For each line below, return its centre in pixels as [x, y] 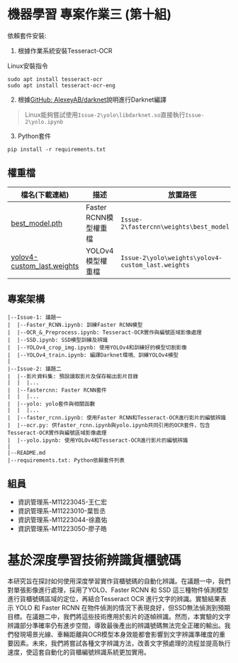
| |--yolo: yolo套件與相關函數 [51, 404]
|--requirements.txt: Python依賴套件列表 [66, 460]
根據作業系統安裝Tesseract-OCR [65, 50]
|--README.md [27, 453]
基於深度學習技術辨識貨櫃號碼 [95, 560]
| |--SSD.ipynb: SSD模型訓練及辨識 [58, 340]
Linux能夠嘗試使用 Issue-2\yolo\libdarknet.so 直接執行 [105, 114]
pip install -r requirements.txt [57, 149]
